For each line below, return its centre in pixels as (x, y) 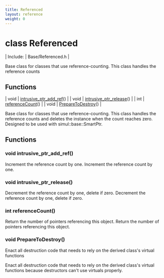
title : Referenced (24, 10)
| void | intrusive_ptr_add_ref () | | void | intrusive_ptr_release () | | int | (75, 99)
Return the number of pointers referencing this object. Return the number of (82, 221)
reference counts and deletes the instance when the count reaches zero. (79, 119)
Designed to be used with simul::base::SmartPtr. (54, 124)
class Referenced (41, 43)
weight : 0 (15, 19)
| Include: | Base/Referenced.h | (37, 57)
